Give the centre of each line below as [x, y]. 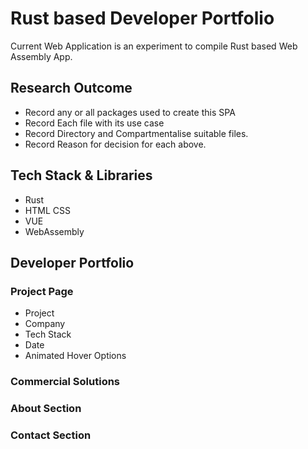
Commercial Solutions [65, 382]
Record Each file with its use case [94, 123]
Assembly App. [41, 56]
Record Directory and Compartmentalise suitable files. [136, 133]
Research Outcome [71, 88]
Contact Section [51, 435]
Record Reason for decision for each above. [115, 144]
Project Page [42, 291]
